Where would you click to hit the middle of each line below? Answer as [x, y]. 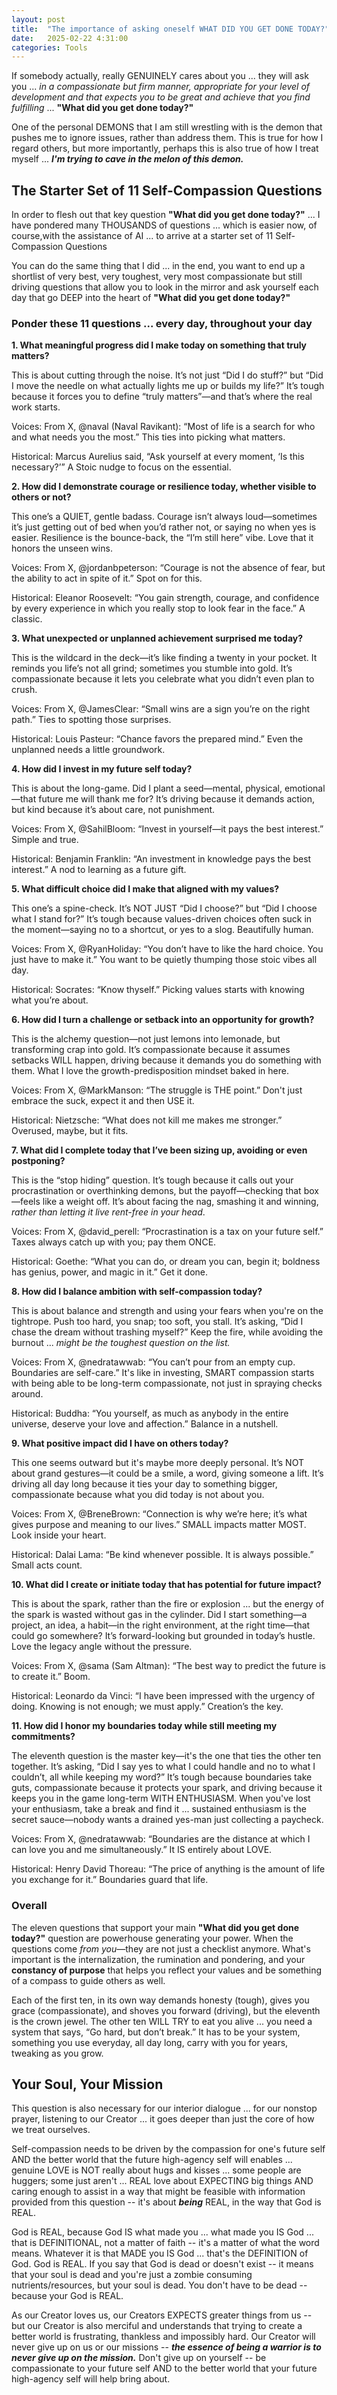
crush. [24, 690]
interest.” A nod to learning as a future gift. [99, 870]
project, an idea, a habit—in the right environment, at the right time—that [161, 1625]
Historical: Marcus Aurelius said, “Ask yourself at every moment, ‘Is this [158, 457]
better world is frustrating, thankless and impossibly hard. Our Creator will [163, 2337]
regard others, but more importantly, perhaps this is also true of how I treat [165, 148]
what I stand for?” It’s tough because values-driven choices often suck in [162, 919]
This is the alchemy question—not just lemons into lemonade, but [146, 1039]
